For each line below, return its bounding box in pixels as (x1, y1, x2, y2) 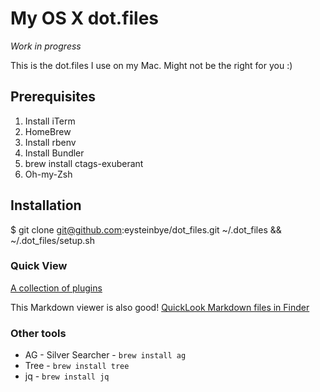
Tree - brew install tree (24, 360, 130, 372)
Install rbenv (24, 136, 77, 148)
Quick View (10, 259, 68, 273)
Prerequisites (10, 88, 96, 106)
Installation (10, 197, 82, 214)
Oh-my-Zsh (24, 168, 73, 180)
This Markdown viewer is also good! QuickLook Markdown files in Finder (10, 301, 310, 313)
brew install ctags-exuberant (24, 157, 144, 169)
